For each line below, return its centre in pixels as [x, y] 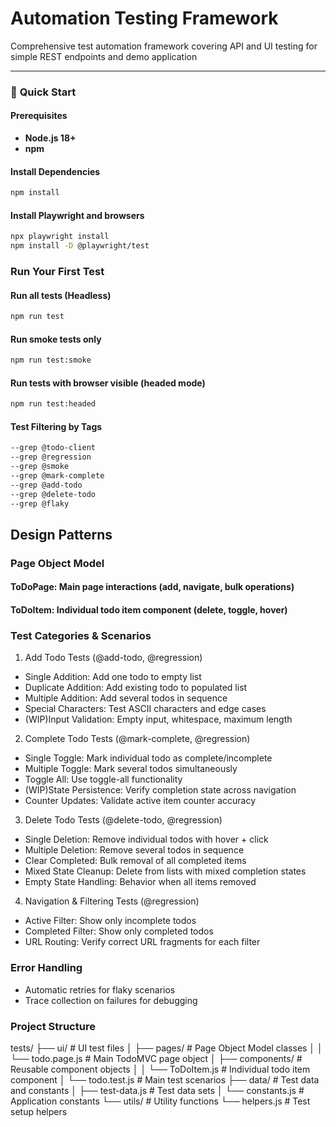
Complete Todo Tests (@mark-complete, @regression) [137, 739]
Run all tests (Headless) [61, 295]
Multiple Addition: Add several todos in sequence [126, 698]
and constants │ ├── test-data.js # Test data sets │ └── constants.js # [157, 1090]
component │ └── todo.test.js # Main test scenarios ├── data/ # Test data [165, 1079]
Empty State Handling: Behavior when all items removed [140, 882]
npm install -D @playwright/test [80, 246]
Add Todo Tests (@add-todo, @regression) [113, 658]
